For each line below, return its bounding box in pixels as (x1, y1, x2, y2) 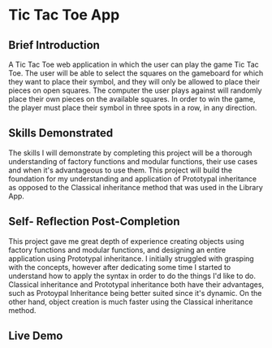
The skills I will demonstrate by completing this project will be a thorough (8, 148, 253, 158)
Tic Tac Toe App (8, 6, 120, 24)
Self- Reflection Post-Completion (8, 215, 180, 228)
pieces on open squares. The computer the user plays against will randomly (8, 85, 262, 95)
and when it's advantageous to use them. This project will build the (8, 165, 233, 175)
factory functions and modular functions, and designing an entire (8, 245, 226, 254)
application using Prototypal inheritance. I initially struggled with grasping (8, 254, 254, 263)
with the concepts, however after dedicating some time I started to (8, 262, 231, 272)
